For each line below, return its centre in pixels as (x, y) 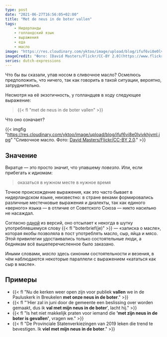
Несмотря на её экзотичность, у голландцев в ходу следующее (73, 95)
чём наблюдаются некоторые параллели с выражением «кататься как (81, 259)
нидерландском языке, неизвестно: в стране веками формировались (79, 198)
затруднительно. (23, 86)
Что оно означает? (25, 119)
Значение (21, 156)
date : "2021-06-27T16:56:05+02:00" (42, 14)
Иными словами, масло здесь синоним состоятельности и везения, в (80, 254)
